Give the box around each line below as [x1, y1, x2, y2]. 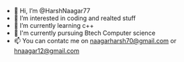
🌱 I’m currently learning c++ [13, 22, 94, 29]
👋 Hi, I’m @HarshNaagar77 [13, 7, 90, 15]
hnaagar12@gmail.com [13, 47, 80, 55]
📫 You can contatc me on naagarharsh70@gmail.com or [13, 37, 177, 45]
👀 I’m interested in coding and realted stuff [13, 14, 136, 22]
